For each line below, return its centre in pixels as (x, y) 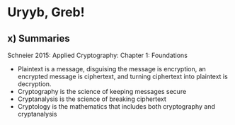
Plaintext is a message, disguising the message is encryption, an (112, 69)
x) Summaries (39, 38)
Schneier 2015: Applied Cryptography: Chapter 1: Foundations (97, 55)
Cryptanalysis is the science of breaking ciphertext (92, 99)
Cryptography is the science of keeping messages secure (102, 91)
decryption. (34, 84)
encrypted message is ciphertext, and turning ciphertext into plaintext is (122, 76)
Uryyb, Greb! (46, 12)
